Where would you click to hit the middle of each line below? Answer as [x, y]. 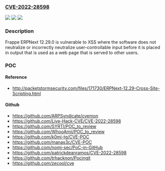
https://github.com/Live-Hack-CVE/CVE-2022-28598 [66, 121]
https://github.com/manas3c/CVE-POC [52, 142]
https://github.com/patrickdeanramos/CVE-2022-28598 [69, 153]
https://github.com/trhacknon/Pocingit [51, 158]
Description [20, 31]
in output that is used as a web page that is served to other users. [72, 53]
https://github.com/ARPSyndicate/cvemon [55, 115]
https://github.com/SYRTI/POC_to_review [54, 126]
